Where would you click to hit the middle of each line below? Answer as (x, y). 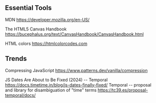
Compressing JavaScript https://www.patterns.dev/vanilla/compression (76, 70)
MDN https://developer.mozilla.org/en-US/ (47, 19)
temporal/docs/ (20, 95)
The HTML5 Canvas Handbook (36, 29)
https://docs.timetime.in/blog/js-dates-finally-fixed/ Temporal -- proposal (78, 85)
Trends (16, 59)
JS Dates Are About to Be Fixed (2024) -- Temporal (56, 80)
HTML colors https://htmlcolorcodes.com (46, 44)
